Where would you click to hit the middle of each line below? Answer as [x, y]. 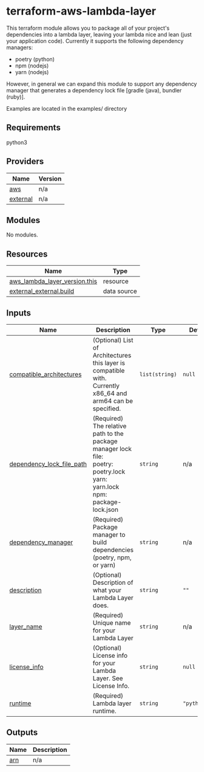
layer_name [26, 626]
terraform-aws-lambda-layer [81, 11]
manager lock [112, 449]
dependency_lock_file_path [48, 464]
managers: [20, 47]
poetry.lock [109, 471]
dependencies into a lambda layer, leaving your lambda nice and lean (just [99, 34]
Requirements [33, 128]
